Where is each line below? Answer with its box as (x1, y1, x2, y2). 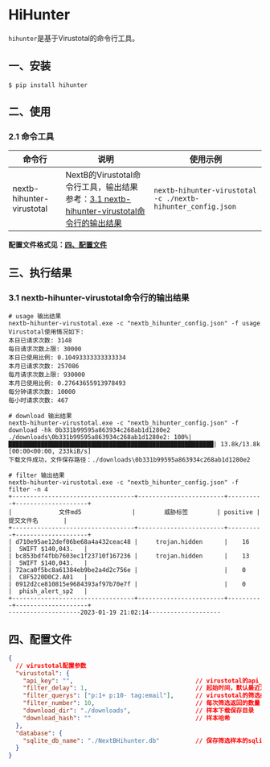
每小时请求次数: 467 (8, 396, 69, 404)
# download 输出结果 (8, 413, 72, 421)
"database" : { (15, 729, 63, 737)
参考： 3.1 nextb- (65, 193, 131, 205)
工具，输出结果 (81, 181, 138, 193)
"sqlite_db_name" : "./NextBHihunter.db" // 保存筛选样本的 (22, 736, 249, 744)
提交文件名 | (8, 517, 67, 525)
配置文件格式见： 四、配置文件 (8, 240, 107, 250)
